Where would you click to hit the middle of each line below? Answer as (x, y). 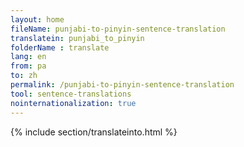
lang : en (28, 57)
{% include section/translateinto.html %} (94, 132)
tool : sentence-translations (71, 94)
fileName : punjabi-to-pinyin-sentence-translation (118, 29)
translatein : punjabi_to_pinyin (77, 38)
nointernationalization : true (73, 103)
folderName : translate (60, 47)
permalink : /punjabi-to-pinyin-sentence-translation (122, 85)
